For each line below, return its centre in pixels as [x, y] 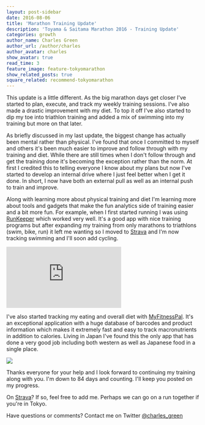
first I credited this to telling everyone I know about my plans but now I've [99, 168]
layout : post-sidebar [34, 12]
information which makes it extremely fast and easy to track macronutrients [102, 330]
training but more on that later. [44, 124]
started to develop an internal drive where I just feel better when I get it [96, 174]
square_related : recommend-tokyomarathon [60, 80]
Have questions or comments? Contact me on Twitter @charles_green [95, 416]
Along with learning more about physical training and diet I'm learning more [101, 199]
